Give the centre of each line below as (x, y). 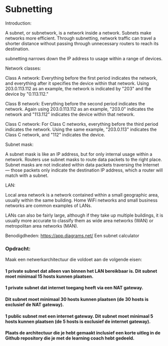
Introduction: (18, 23)
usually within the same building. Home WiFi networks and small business (81, 200)
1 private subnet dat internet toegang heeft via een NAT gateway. (74, 288)
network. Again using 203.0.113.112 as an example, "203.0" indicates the (79, 109)
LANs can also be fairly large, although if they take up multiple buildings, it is (84, 215)
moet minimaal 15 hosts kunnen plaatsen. (49, 276)
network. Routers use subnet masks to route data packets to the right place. (83, 159)
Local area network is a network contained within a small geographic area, (82, 195)
